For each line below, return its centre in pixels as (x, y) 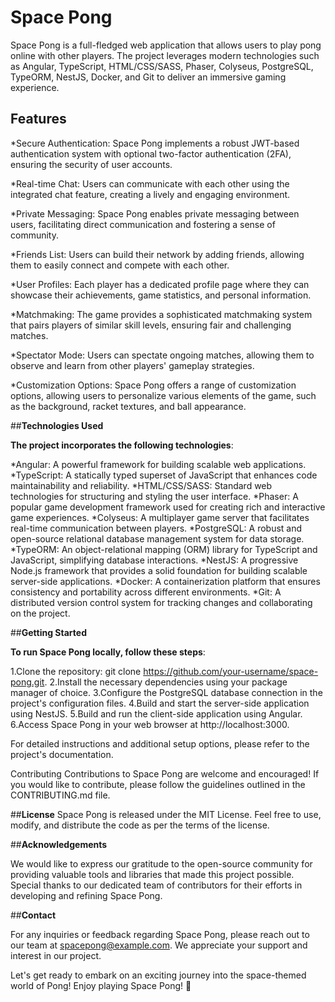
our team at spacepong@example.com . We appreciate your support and (159, 945)
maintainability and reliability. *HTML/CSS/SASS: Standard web (141, 485)
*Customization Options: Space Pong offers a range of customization (153, 385)
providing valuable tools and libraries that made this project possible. (152, 874)
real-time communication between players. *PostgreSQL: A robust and (156, 528)
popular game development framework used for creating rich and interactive (168, 507)
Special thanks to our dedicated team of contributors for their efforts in (156, 885)
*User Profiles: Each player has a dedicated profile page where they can (160, 284)
